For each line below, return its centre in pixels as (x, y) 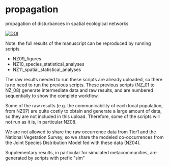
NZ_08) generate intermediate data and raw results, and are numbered (79, 90)
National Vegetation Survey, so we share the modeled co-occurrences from (84, 137)
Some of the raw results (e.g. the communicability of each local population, (84, 105)
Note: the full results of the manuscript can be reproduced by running (78, 43)
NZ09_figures (27, 58)
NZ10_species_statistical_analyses (49, 64)
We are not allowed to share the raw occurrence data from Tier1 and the (81, 132)
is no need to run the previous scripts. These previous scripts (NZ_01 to (80, 85)
